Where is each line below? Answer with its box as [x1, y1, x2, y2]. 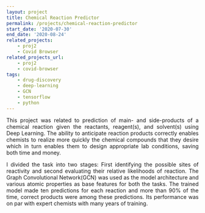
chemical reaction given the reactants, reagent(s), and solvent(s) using [6, 123, 199, 130]
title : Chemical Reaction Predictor [6, 15, 99, 21]
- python [17, 99, 40, 106]
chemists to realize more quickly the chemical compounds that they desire [6, 135, 199, 143]
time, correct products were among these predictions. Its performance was [6, 193, 199, 200]
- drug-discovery [17, 77, 62, 83]
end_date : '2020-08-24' [6, 32, 67, 38]
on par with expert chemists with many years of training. [6, 200, 148, 207]
